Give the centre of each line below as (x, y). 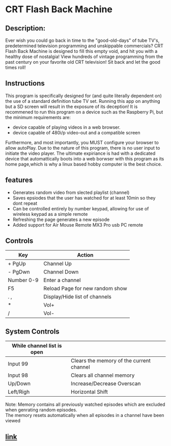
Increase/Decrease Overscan (106, 384)
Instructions (25, 83)
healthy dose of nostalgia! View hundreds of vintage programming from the (84, 57)
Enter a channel (62, 280)
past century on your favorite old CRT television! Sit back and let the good (83, 62)
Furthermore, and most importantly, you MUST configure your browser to (82, 142)
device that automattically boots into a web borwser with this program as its (85, 158)
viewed (13, 421)
